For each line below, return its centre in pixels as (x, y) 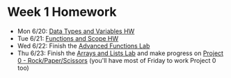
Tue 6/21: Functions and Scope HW (68, 38)
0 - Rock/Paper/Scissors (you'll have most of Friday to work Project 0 (117, 60)
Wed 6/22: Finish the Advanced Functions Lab (83, 46)
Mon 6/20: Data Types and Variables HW (76, 31)
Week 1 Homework (62, 12)
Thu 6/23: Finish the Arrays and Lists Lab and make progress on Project (120, 53)
